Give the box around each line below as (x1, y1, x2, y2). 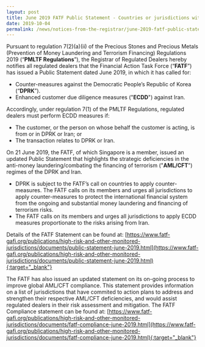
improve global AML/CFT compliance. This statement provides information (6, 282, 194, 289)
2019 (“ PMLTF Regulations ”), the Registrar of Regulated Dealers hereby (6, 56, 187, 63)
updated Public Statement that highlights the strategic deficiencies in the (6, 155, 189, 163)
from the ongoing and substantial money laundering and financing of (15, 200, 188, 207)
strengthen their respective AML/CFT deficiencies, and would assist (6, 295, 178, 302)
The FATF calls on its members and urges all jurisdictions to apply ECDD (15, 212, 197, 220)
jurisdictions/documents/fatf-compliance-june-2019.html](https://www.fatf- (6, 321, 196, 328)
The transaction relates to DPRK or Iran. (15, 137, 115, 144)
